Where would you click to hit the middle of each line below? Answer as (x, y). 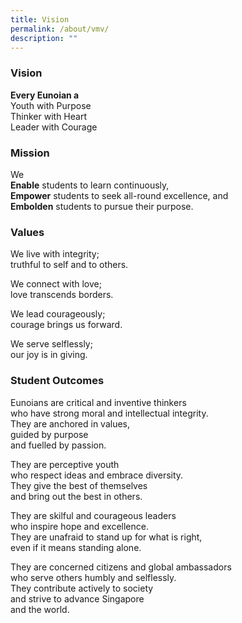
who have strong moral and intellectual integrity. (109, 413)
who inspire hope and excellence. (79, 526)
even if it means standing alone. (76, 547)
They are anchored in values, (70, 423)
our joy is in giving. (49, 355)
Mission (30, 153)
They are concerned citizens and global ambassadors (121, 567)
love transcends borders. (62, 295)
